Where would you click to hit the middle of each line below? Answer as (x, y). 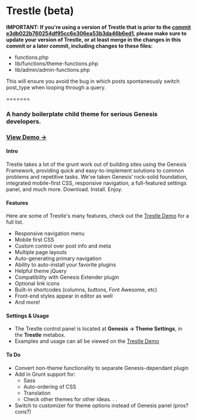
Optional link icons (37, 284)
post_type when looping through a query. (56, 87)
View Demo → (26, 137)
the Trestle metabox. (40, 335)
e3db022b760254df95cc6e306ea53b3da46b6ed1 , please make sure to (96, 33)
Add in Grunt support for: (45, 374)
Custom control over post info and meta (63, 246)
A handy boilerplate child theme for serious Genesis (82, 114)
